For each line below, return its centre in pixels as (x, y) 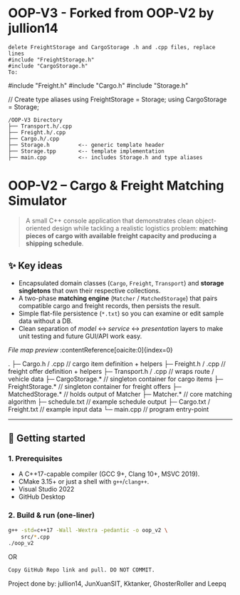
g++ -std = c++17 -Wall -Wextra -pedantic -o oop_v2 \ (88, 530)
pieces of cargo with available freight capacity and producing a (121, 235)
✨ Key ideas (35, 266)
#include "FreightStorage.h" (51, 60)
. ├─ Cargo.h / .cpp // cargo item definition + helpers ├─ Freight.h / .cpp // (117, 363)
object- (206, 220)
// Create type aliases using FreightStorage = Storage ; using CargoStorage (118, 99)
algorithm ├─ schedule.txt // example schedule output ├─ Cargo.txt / (109, 402)
